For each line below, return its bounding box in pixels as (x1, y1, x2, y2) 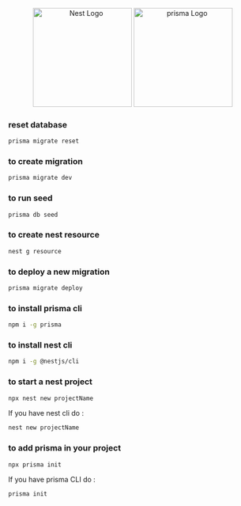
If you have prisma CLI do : (8, 475, 96, 485)
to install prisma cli (8, 302, 83, 314)
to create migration (8, 156, 83, 167)
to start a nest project (8, 376, 93, 387)
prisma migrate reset (8, 137, 80, 146)
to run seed (8, 192, 53, 204)
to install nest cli (8, 339, 73, 350)
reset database (8, 119, 68, 130)
